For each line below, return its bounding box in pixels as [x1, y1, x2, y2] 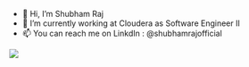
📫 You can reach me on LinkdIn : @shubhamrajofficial [21, 28, 223, 38]
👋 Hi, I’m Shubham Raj [21, 9, 104, 19]
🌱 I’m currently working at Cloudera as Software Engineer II [21, 18, 241, 29]
